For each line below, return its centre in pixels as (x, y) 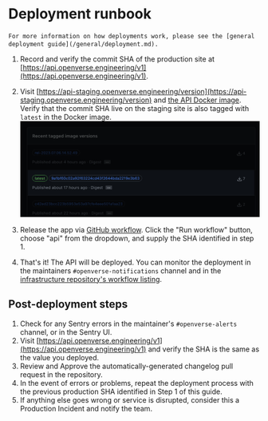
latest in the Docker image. (65, 117)
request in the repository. (61, 374)
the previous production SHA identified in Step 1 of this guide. (121, 391)
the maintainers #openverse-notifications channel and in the (120, 270)
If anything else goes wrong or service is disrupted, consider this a (130, 399)
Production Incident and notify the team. (86, 408)
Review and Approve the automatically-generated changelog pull (126, 366)
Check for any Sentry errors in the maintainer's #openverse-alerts (128, 324)
